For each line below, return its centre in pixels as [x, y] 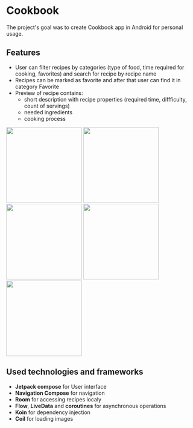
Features [23, 53]
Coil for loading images [44, 418]
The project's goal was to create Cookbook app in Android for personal [95, 27]
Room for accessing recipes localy [58, 399]
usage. [15, 33]
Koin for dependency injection [52, 412]
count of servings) [47, 106]
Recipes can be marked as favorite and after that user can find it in [98, 80]
